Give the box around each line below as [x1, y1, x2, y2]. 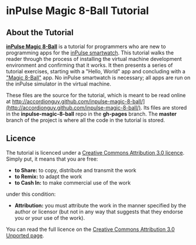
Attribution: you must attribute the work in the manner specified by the [14, 202, 186, 209]
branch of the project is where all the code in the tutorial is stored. [6, 117, 166, 124]
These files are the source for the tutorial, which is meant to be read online [6, 92, 186, 98]
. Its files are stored [140, 104, 187, 111]
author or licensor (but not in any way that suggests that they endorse [14, 208, 183, 215]
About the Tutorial [6, 28, 74, 38]
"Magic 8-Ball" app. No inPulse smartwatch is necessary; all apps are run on [6, 74, 191, 81]
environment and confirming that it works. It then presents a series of [6, 62, 173, 69]
